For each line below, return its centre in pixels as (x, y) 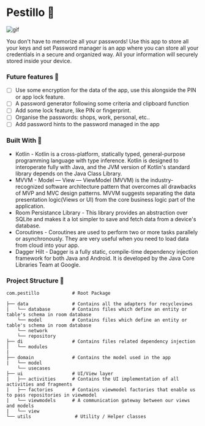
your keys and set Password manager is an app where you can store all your (102, 48)
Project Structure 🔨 (35, 280)
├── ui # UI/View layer (60, 374)
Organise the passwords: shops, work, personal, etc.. (82, 117)
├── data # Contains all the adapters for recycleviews (99, 304)
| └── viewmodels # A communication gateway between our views (98, 401)
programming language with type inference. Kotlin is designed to (97, 160)
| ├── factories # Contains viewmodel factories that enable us (101, 390)
